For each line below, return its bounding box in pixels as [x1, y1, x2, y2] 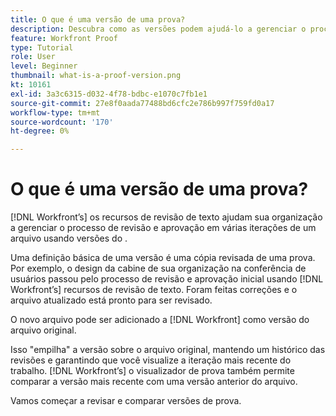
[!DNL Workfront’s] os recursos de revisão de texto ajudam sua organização [10, 211, 323, 223]
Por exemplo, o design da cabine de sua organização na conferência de [10, 262, 307, 275]
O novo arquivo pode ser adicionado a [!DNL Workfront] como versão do [10, 314, 310, 326]
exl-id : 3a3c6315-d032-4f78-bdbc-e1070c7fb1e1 [10, 89, 208, 99]
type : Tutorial [10, 42, 74, 53]
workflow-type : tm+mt [10, 107, 101, 118]
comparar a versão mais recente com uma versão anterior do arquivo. [10, 376, 298, 388]
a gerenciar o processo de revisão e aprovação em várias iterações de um [10, 222, 317, 234]
